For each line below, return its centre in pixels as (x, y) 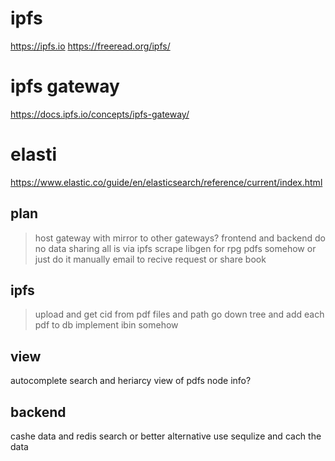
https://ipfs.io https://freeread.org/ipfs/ (90, 46)
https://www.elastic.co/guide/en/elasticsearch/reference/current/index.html (166, 182)
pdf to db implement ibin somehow (106, 325)
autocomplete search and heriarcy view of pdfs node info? (131, 381)
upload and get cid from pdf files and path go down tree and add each (179, 314)
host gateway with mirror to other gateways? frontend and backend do (180, 238)
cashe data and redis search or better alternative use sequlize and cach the (166, 436)
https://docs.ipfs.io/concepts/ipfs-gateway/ (100, 114)
